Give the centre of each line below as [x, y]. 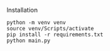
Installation [22, 10]
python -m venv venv [37, 23]
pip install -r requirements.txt [55, 34]
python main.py [29, 41]
